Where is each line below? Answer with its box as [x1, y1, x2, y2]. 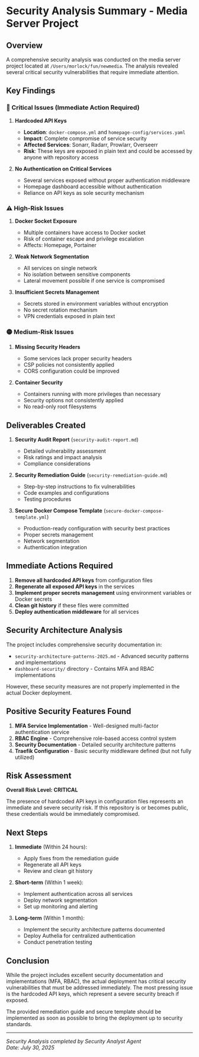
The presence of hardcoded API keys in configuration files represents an [6, 798, 184, 805]
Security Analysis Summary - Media [6, 4, 188, 18]
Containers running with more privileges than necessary [23, 390, 161, 398]
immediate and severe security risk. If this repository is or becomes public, [6, 804, 188, 811]
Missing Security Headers [14, 344, 81, 351]
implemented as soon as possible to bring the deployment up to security [6, 1014, 183, 1021]
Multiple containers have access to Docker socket [23, 229, 146, 236]
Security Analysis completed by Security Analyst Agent [6, 1037, 142, 1045]
